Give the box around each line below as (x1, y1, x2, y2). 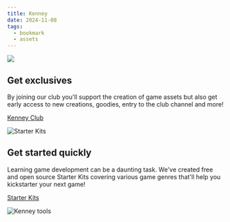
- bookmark (13, 29, 45, 37)
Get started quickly (7, 147, 92, 159)
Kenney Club (7, 113, 44, 122)
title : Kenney (7, 10, 48, 17)
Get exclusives (7, 74, 73, 86)
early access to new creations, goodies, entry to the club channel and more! (7, 100, 224, 108)
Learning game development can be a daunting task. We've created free (7, 165, 213, 174)
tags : (7, 23, 23, 30)
